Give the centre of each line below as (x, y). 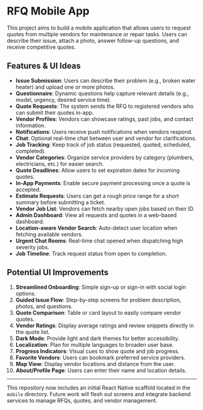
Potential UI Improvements (58, 273)
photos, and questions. (44, 306)
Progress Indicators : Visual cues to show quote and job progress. (98, 351)
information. (30, 125)
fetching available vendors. (49, 234)
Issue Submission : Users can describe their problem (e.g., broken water (105, 80)
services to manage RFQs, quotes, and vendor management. (82, 400)
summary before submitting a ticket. (61, 202)
